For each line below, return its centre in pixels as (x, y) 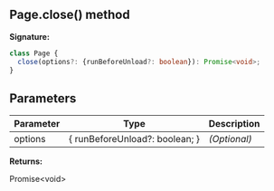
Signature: (29, 36)
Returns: (26, 161)
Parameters (43, 98)
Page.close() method (70, 15)
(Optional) (230, 139)
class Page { (34, 53)
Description (234, 124)
